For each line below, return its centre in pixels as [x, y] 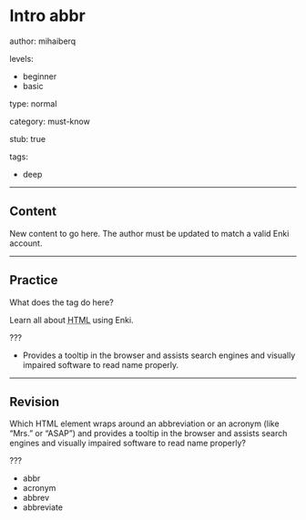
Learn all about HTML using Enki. [71, 320]
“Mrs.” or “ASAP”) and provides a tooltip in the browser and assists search [148, 433]
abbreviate [43, 507]
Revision [35, 402]
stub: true [28, 138]
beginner [40, 76]
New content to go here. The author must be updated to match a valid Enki [149, 233]
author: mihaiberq [43, 41]
